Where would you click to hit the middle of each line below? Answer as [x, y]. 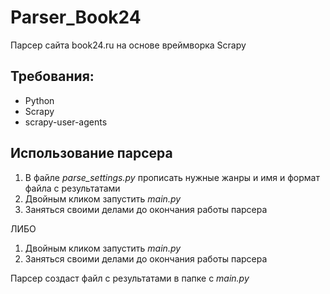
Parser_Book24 [76, 17]
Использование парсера [91, 153]
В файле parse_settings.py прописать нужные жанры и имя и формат [172, 177]
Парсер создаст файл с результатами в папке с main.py [130, 278]
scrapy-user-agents [66, 122]
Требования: [52, 76]
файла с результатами [72, 188]
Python [39, 100]
